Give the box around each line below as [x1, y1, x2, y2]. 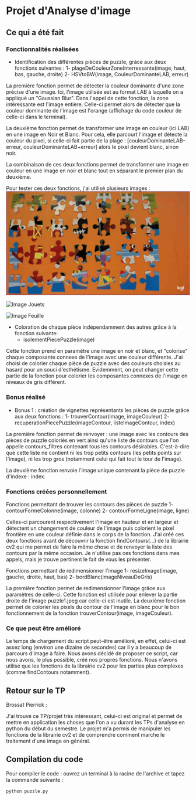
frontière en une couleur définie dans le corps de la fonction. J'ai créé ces [6, 530, 184, 537]
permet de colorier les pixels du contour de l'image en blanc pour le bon [6, 603, 180, 610]
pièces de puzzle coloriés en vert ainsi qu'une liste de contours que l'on [6, 437, 179, 444]
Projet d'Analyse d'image [6, 4, 131, 18]
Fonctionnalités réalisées [6, 45, 79, 53]
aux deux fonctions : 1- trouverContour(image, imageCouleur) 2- [14, 413, 170, 420]
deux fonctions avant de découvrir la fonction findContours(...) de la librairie [6, 537, 189, 544]
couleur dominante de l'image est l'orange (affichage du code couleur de [6, 107, 182, 114]
